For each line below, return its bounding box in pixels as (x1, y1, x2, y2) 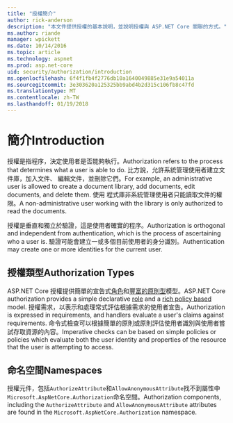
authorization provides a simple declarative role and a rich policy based (7, 295, 212, 303)
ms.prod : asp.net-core (7, 62, 73, 69)
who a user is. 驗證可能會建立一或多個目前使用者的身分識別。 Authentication (7, 237, 225, 245)
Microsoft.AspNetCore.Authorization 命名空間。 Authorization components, (7, 393, 221, 401)
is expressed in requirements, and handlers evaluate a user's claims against (7, 310, 225, 319)
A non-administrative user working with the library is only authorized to (19, 199, 223, 207)
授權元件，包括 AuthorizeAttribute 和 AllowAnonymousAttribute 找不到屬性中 (7, 384, 220, 392)
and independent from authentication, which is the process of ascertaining (7, 229, 221, 237)
